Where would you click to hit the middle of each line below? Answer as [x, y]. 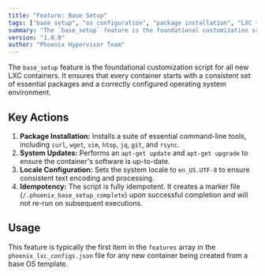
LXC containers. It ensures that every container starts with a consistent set [129, 76]
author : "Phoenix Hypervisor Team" [67, 45]
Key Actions [39, 117]
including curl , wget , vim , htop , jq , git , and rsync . [99, 144]
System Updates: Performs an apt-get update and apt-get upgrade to [134, 153]
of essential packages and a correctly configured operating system [117, 84]
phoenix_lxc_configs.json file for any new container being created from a [128, 255]
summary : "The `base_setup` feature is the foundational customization [128, 30]
